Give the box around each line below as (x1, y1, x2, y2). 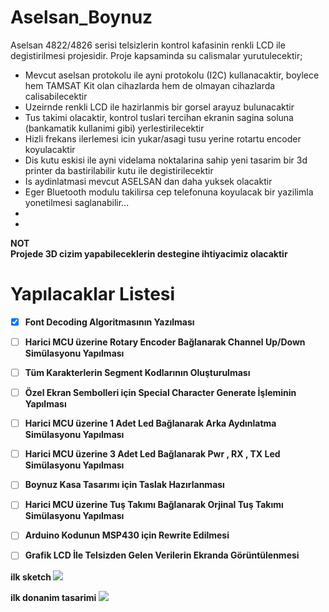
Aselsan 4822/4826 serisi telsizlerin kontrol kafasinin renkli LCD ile (10, 39, 286, 51)
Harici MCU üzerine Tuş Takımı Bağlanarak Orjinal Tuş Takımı (24, 499, 284, 511)
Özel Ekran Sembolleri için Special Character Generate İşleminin (24, 387, 297, 399)
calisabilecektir (24, 90, 88, 102)
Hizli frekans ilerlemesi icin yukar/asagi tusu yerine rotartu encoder (24, 132, 302, 145)
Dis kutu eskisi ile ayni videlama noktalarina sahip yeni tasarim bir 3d (24, 154, 308, 166)
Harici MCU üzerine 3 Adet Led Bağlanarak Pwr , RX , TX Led (24, 448, 281, 460)
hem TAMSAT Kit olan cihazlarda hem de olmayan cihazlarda (24, 79, 276, 91)
